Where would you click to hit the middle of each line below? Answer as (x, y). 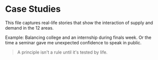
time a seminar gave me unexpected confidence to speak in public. (73, 42)
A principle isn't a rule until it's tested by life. (62, 52)
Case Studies (33, 9)
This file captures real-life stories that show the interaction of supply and (79, 23)
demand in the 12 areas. (29, 28)
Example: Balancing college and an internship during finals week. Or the (78, 37)
